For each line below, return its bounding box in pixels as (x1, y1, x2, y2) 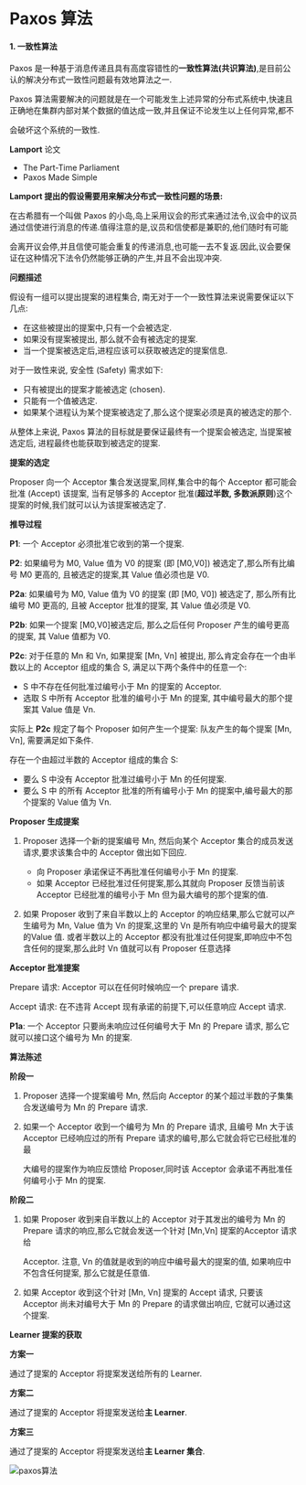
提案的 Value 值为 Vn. (30, 796, 112, 807)
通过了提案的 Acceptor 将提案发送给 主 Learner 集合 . (9, 1446, 206, 1457)
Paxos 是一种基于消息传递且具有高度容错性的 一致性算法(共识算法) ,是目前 (9, 63, 283, 74)
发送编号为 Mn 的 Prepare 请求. (30, 1102, 149, 1113)
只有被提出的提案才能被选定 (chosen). (22, 384, 166, 395)
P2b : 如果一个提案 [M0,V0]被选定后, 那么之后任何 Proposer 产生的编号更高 (9, 619, 290, 631)
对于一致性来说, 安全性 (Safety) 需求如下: (9, 365, 164, 376)
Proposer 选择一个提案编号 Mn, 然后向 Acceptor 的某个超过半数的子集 (22, 1090, 286, 1102)
